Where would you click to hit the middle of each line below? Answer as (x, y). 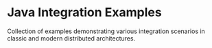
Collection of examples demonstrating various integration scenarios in (106, 31)
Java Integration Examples (85, 13)
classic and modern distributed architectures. (71, 38)
